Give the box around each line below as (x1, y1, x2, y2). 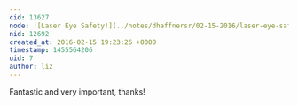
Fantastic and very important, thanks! (9, 86, 146, 97)
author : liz (9, 63, 53, 72)
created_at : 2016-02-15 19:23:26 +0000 (9, 37, 157, 47)
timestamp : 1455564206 (9, 46, 93, 55)
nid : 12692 (9, 29, 50, 38)
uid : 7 (9, 54, 34, 63)
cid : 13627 (9, 12, 50, 22)
